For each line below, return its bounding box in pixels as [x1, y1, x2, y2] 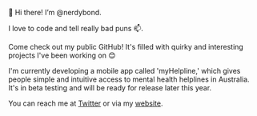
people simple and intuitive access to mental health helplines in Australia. [8, 74, 250, 84]
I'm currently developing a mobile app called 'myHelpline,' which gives [8, 66, 241, 75]
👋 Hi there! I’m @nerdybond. [8, 8, 102, 17]
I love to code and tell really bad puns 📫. [8, 24, 144, 33]
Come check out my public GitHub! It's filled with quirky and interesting [8, 42, 244, 51]
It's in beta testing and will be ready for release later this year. [8, 83, 212, 92]
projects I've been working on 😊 [8, 50, 116, 60]
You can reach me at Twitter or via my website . [8, 98, 163, 108]
